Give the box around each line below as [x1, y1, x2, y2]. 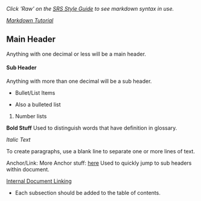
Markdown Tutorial [6, 17, 54, 24]
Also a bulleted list [14, 101, 62, 108]
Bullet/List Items [14, 89, 56, 97]
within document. [6, 166, 49, 173]
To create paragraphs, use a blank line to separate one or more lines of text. [6, 148, 195, 155]
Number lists [14, 113, 47, 120]
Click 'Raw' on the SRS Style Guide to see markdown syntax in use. [6, 5, 174, 12]
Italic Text [6, 136, 31, 144]
